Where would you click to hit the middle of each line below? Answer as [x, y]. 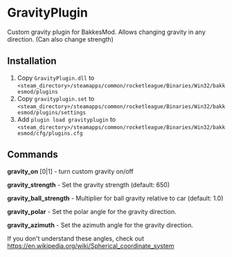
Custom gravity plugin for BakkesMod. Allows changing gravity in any [106, 32]
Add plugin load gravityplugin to [66, 119]
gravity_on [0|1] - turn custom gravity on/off [70, 171]
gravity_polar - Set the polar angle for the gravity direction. [92, 211]
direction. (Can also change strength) [61, 39]
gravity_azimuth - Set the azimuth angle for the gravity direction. [100, 225]
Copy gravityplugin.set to [56, 98]
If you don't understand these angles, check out [75, 238]
